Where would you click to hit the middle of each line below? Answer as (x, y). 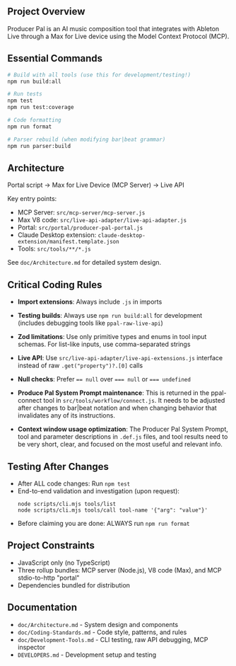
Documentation (42, 608)
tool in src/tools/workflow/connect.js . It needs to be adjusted (134, 401)
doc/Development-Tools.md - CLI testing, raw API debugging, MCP (113, 639)
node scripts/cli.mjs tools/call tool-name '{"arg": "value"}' (113, 510)
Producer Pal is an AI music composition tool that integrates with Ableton (113, 28)
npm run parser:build (39, 146)
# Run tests (25, 94)
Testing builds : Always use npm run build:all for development (110, 316)
